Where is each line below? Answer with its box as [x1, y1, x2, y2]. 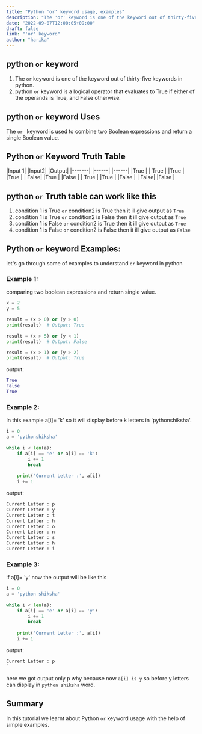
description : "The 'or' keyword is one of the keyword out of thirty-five [6, 14, 198, 20]
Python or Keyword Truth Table [6, 152, 126, 162]
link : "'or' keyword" [6, 31, 61, 37]
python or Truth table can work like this [6, 191, 156, 202]
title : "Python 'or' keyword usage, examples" [6, 8, 125, 15]
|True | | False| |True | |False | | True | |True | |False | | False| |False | [6, 174, 176, 181]
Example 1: [6, 274, 38, 283]
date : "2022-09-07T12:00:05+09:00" [6, 20, 96, 26]
